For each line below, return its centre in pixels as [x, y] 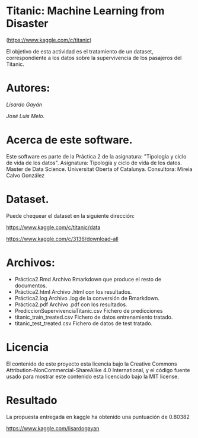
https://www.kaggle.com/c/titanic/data [53, 227]
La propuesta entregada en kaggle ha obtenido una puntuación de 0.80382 [98, 417]
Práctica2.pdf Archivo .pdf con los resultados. [71, 304]
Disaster [27, 23]
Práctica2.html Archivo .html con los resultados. [73, 291]
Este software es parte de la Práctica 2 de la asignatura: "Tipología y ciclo [96, 156]
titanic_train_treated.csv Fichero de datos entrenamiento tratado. [94, 317]
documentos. [31, 285]
